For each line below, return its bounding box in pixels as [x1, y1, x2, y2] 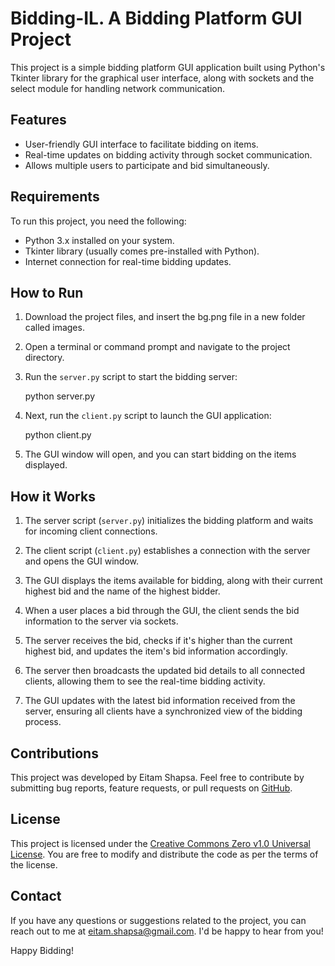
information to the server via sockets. [24, 615, 179, 627]
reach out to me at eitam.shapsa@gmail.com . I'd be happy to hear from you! [10, 925, 324, 937]
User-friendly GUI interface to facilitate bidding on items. [24, 138, 259, 150]
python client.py [24, 429, 92, 441]
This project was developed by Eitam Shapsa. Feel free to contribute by [10, 772, 305, 783]
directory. [24, 352, 65, 364]
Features [10, 112, 67, 129]
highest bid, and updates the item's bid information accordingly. [24, 645, 288, 657]
